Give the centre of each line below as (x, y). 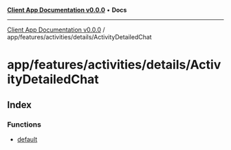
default (27, 139)
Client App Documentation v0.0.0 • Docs (67, 10)
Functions (24, 125)
